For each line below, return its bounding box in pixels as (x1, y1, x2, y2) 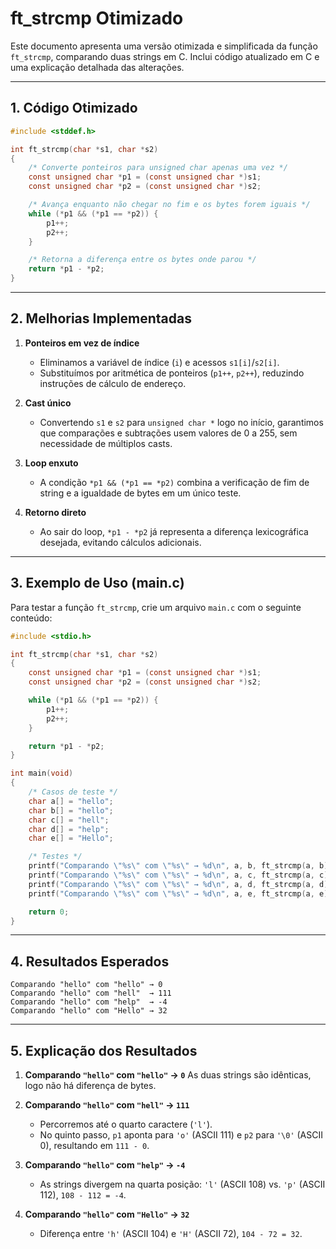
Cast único (24, 397, 72, 409)
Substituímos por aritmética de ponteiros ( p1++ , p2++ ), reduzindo (39, 367, 305, 379)
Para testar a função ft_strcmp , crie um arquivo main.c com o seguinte (10, 601, 302, 613)
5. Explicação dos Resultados (10, 1042, 198, 1059)
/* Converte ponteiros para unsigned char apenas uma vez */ (28, 163, 288, 173)
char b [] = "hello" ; (28, 805, 114, 816)
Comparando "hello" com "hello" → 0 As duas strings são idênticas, (24, 1069, 312, 1081)
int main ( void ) (10, 768, 74, 779)
